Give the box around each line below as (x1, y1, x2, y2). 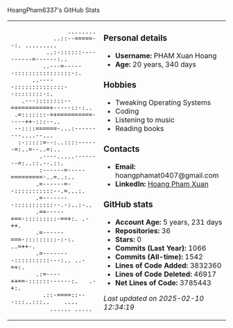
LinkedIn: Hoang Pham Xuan (115, 179, 209, 189)
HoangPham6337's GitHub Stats (7, 6, 101, 14)
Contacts (103, 144, 140, 155)
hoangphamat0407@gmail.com (115, 170, 219, 180)
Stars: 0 (115, 234, 142, 244)
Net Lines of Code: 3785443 (115, 277, 212, 287)
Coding (115, 106, 139, 116)
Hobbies (103, 80, 137, 91)
